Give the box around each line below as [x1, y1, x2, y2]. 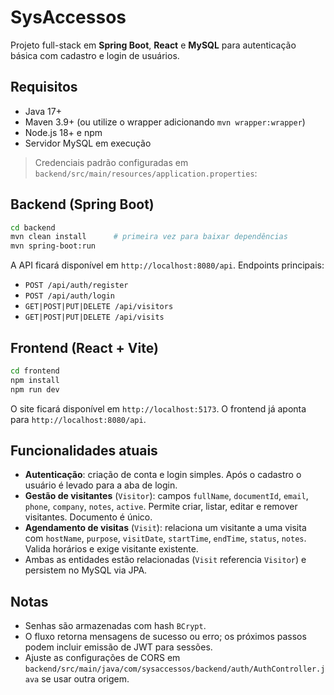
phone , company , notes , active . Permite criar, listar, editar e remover [24, 501, 298, 513]
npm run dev [10, 384, 60, 395]
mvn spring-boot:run [10, 241, 97, 251]
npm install [10, 375, 60, 385]
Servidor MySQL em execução [24, 137, 152, 149]
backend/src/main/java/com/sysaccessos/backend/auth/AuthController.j [24, 664, 326, 675]
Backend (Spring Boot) [10, 196, 155, 213]
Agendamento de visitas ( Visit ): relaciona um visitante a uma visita [24, 522, 307, 534]
